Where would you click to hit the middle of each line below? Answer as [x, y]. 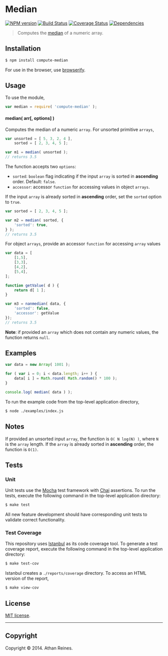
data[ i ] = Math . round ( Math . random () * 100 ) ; [66, 378]
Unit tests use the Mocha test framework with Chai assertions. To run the [80, 490]
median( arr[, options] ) [30, 118]
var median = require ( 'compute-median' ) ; [51, 107]
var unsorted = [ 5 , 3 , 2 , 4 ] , [39, 139]
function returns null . [27, 337]
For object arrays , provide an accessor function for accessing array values [83, 244]
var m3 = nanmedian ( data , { [35, 304]
